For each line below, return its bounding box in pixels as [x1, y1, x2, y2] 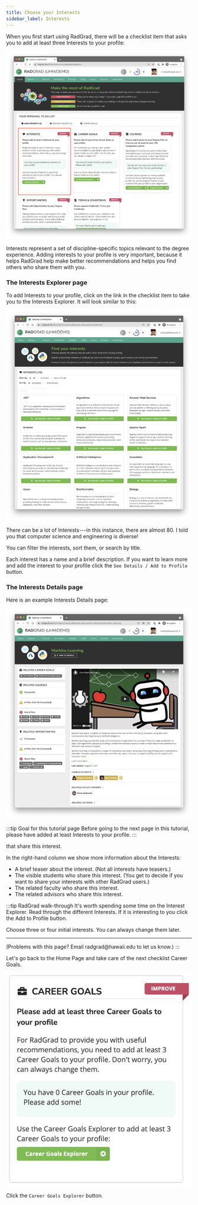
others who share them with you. [6, 263, 86, 270]
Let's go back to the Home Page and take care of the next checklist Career [6, 954, 187, 961]
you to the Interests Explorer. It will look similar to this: [6, 298, 137, 305]
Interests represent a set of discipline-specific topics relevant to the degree [6, 244, 190, 251]
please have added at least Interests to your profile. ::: [6, 831, 137, 838]
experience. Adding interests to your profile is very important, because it [6, 251, 183, 258]
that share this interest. [6, 842, 62, 849]
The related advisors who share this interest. [14, 890, 123, 897]
